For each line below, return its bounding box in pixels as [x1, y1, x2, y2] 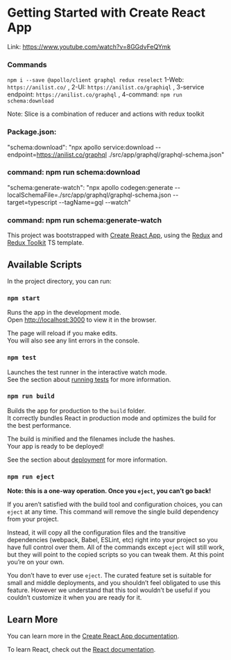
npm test [7, 354, 37, 362]
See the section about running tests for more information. [7, 375, 171, 383]
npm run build [7, 392, 55, 400]
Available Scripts [7, 259, 82, 270]
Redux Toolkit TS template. [7, 238, 85, 247]
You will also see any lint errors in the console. [7, 336, 140, 345]
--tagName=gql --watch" [58, 198, 131, 206]
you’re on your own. [7, 558, 65, 566]
